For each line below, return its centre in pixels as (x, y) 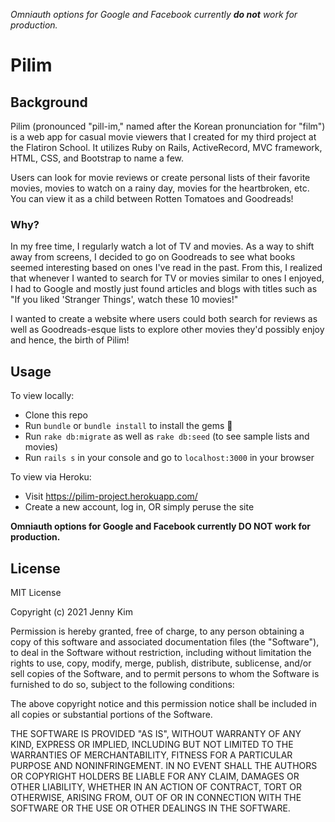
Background (49, 102)
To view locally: (42, 396)
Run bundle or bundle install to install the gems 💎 (128, 426)
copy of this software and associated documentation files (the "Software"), (165, 641)
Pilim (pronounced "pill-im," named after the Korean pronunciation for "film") (168, 126)
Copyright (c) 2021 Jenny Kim (71, 611)
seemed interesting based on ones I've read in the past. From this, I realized (166, 268)
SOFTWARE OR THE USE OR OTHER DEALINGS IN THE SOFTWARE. (150, 808)
